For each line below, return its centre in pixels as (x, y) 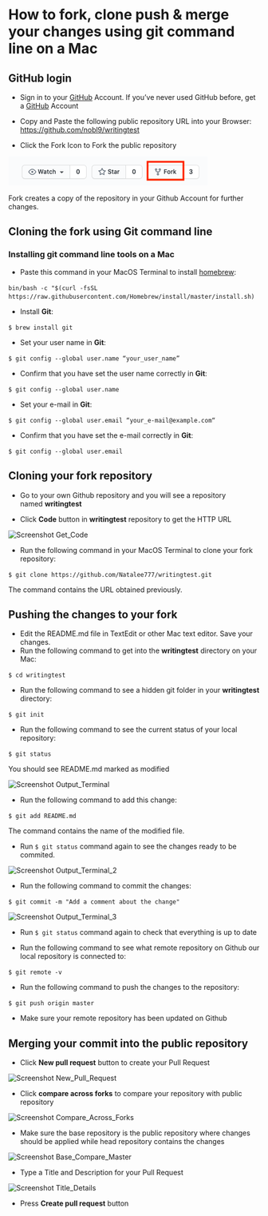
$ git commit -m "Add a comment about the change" (94, 902)
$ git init (26, 715)
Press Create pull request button (74, 1203)
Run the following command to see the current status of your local (128, 729)
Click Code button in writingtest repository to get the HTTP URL (126, 519)
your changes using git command (122, 32)
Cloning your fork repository (81, 476)
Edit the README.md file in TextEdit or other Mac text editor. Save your (136, 634)
